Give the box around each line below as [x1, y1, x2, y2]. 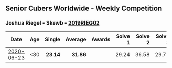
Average [65, 36, 87, 43]
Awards [91, 36, 111, 43]
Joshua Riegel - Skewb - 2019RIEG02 [5, 19, 100, 27]
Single [45, 36, 60, 43]
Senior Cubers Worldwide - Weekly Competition [5, 4, 162, 13]
